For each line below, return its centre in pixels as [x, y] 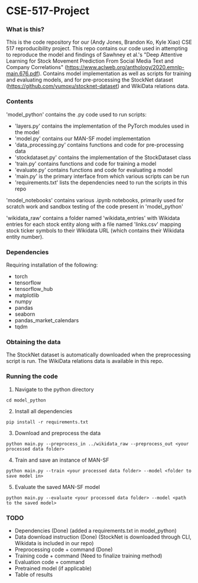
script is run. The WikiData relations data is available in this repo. [85, 361]
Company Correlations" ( [36, 67]
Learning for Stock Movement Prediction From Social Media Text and [90, 61]
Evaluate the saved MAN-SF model [57, 487]
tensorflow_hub [34, 289]
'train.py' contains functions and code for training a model [85, 163]
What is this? [25, 30]
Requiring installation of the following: [52, 265]
